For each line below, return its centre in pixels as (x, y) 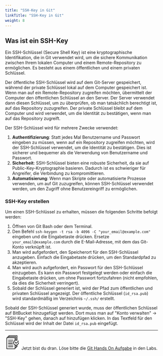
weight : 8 (15, 20)
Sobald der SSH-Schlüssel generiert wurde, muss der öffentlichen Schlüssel (81, 308)
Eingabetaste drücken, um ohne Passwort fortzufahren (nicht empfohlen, (85, 278)
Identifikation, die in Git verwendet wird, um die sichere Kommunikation (76, 58)
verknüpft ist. (38, 247)
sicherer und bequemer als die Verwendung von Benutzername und (80, 153)
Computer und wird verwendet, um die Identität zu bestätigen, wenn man (78, 113)
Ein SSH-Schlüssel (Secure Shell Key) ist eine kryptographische (69, 52)
